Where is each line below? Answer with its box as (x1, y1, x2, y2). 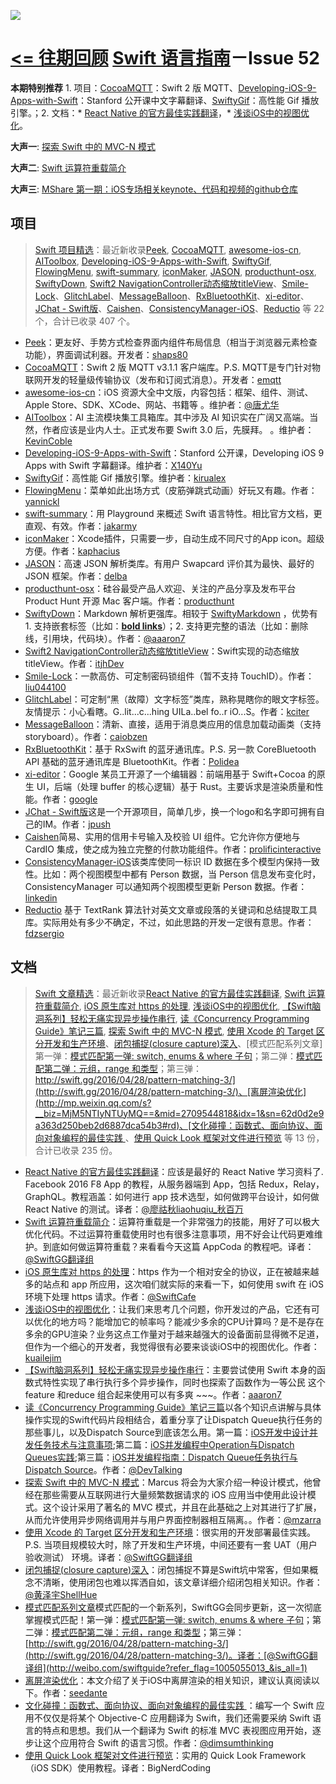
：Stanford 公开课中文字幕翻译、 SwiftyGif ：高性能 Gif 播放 (77, 94, 320, 106)
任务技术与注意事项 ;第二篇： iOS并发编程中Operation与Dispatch (33, 1438, 295, 1450)
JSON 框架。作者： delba (24, 570, 128, 582)
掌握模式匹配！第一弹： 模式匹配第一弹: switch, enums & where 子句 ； (24, 1613, 313, 1625)
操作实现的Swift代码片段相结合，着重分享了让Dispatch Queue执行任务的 (24, 1413, 323, 1425)
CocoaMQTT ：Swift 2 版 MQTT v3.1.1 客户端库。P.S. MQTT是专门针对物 (24, 361, 321, 373)
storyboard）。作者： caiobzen (24, 730, 148, 742)
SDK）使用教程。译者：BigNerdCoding (50, 1761, 212, 1774)
